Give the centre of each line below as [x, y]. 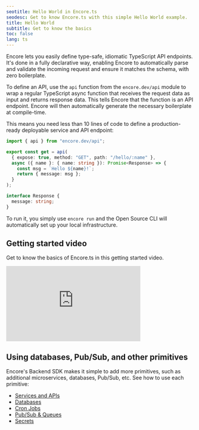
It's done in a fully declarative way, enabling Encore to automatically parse [97, 63]
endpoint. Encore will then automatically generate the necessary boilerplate [99, 106]
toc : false [20, 34]
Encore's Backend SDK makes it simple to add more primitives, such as [94, 372]
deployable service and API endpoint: [68, 130]
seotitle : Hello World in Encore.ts [52, 12]
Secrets [24, 421]
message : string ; [33, 201]
